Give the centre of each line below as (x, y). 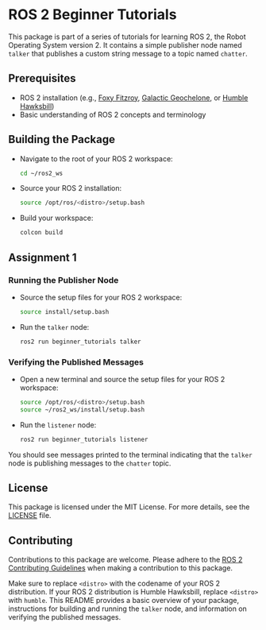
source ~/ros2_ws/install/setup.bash (82, 410)
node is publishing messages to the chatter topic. (90, 463)
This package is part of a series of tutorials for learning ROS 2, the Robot (127, 37)
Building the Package (62, 139)
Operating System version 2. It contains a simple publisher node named (125, 44)
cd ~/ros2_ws (41, 173)
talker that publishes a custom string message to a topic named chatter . (128, 53)
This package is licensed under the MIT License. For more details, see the (129, 507)
